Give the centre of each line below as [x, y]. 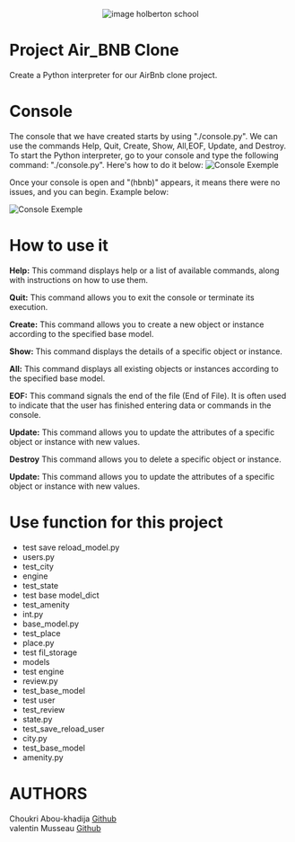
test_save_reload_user [63, 729]
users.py [39, 556]
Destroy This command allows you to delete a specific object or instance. [145, 459]
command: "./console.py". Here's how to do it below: [106, 164]
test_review [43, 709]
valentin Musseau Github [55, 828]
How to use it [59, 246]
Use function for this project [116, 522]
